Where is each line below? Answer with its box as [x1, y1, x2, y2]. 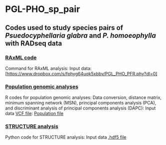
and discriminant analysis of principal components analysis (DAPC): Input [5, 105, 156, 111]
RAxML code [5, 54, 37, 61]
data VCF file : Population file [5, 110, 64, 116]
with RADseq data [5, 39, 62, 47]
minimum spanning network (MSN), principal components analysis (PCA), [5, 100, 157, 106]
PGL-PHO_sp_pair [5, 3, 80, 15]
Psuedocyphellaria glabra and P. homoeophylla [5, 31, 156, 39]
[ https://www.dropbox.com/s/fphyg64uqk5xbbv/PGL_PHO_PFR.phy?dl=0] [5, 70, 158, 76]
